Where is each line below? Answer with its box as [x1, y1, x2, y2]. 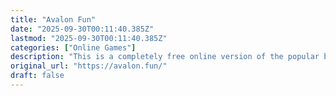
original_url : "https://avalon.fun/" [10, 61, 168, 71]
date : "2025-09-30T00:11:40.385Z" [10, 24, 155, 34]
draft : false [10, 71, 65, 81]
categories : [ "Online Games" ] [10, 42, 137, 53]
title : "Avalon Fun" [10, 14, 97, 25]
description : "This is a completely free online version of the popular [10, 52, 320, 62]
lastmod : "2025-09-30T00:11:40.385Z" [10, 33, 168, 43]
